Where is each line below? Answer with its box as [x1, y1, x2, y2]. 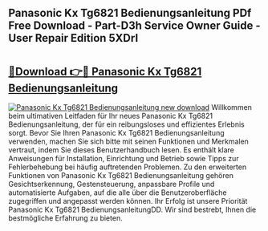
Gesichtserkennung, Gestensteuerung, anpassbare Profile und [8, 180, 215, 188]
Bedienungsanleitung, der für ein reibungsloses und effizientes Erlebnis [8, 120, 245, 129]
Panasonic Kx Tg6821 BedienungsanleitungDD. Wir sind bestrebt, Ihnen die [8, 205, 257, 214]
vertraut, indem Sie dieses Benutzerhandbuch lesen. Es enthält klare [8, 145, 235, 155]
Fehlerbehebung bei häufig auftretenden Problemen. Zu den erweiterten [8, 162, 247, 172]
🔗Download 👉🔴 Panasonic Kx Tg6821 [8, 64, 202, 79]
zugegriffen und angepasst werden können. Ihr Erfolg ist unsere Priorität [8, 197, 248, 205]
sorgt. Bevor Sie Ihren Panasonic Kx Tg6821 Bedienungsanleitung [8, 128, 225, 137]
